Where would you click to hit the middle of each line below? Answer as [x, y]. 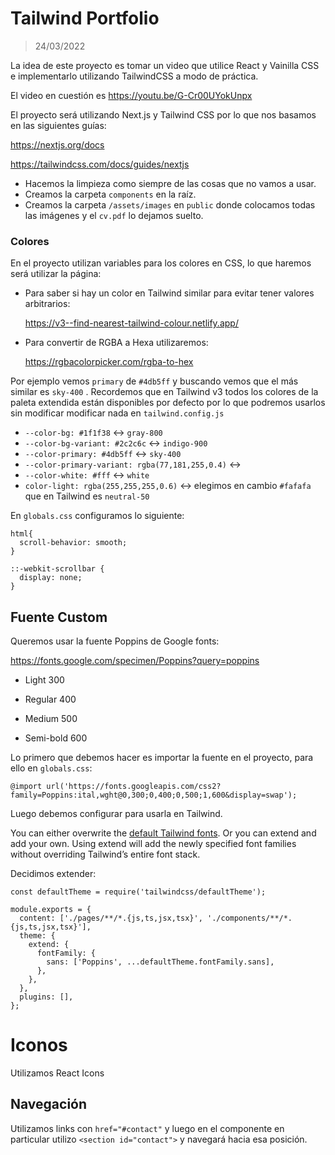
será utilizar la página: [56, 274]
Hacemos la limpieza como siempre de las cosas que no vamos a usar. [170, 183]
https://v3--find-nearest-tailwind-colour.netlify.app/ [131, 323]
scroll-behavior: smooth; [73, 543]
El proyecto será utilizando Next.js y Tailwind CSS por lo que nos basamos [163, 114]
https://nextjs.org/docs [57, 144]
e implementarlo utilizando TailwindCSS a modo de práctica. [134, 76]
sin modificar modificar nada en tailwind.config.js [117, 413]
